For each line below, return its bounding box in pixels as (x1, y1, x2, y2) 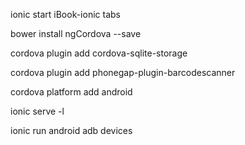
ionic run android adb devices (10, 125, 133, 136)
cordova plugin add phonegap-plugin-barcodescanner (10, 67, 236, 78)
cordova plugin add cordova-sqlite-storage (10, 47, 188, 59)
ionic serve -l (10, 105, 65, 117)
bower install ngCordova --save (10, 28, 142, 39)
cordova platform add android (10, 86, 133, 98)
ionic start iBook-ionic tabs (10, 9, 121, 20)
